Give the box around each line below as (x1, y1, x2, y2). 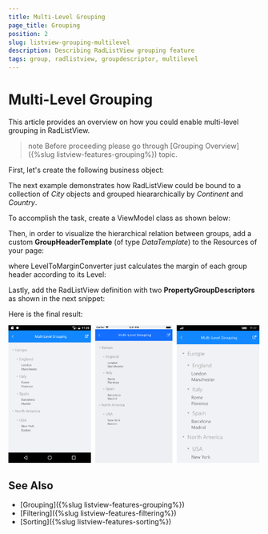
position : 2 (8, 30, 48, 38)
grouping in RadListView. (8, 125, 90, 135)
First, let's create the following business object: (8, 165, 164, 175)
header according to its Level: (8, 269, 106, 279)
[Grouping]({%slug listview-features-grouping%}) (19, 500, 186, 510)
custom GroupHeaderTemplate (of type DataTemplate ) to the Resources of (8, 237, 258, 247)
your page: (8, 245, 44, 255)
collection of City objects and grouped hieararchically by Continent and (8, 189, 244, 199)
